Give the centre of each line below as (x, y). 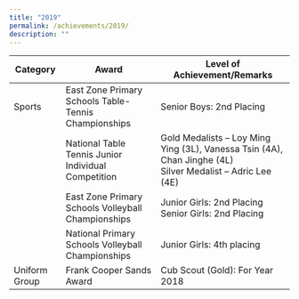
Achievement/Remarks (223, 75)
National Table (96, 143)
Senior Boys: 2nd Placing (212, 107)
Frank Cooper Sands (109, 271)
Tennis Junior (94, 155)
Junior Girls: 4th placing (210, 245)
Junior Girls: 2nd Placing (212, 203)
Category (35, 69)
